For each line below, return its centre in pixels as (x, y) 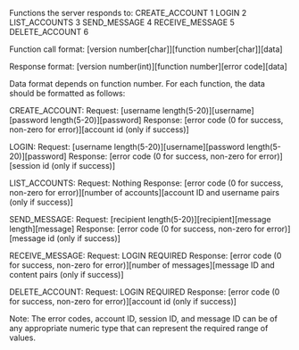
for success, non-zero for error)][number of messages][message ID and (142, 265)
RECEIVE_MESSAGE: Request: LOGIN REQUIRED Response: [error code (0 (145, 255)
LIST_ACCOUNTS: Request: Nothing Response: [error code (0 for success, (146, 183)
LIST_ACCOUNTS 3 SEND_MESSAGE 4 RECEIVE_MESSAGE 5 (122, 22)
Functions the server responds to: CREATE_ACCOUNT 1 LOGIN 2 (128, 13)
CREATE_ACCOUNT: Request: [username (85, 110)
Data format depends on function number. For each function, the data (137, 83)
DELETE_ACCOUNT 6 (49, 32)
